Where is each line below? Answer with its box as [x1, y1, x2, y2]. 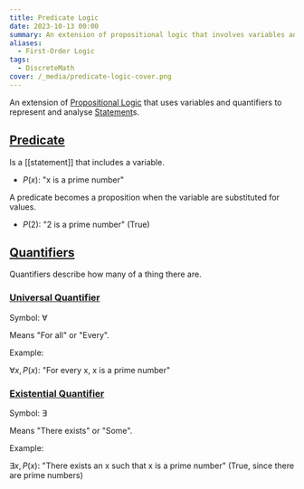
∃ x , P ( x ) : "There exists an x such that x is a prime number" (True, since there [9, 460, 295, 471]
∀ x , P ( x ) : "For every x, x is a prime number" [9, 364, 170, 375]
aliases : [9, 38, 43, 48]
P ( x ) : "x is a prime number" [22, 174, 125, 185]
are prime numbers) [9, 469, 84, 480]
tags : [9, 55, 30, 64]
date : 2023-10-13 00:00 [9, 22, 100, 31]
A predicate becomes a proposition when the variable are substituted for [9, 192, 280, 202]
